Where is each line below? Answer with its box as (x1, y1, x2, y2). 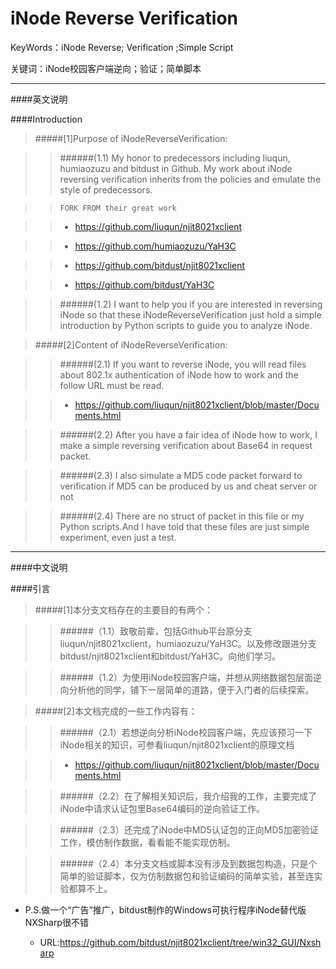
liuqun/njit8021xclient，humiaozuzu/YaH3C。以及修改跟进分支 (59, 637, 317, 649)
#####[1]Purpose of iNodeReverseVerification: (34, 132, 228, 144)
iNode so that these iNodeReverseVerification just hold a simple (59, 308, 322, 321)
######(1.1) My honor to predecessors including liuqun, (59, 152, 291, 164)
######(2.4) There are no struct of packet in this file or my (59, 510, 305, 522)
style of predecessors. (59, 183, 153, 196)
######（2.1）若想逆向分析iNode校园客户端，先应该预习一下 (59, 726, 313, 738)
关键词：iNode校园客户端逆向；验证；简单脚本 (10, 62, 202, 74)
